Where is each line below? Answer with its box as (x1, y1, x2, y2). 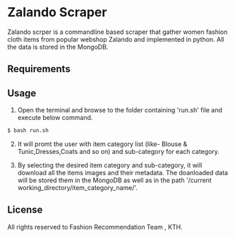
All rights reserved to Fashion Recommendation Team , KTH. (7, 222, 183, 231)
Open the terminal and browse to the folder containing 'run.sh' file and (17, 106, 222, 114)
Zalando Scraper (7, 4, 107, 20)
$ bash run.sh (7, 127, 49, 134)
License (7, 204, 43, 216)
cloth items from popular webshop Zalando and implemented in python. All (7, 35, 224, 43)
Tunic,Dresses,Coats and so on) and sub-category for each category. (17, 148, 220, 156)
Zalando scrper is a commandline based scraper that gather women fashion (7, 28, 228, 36)
